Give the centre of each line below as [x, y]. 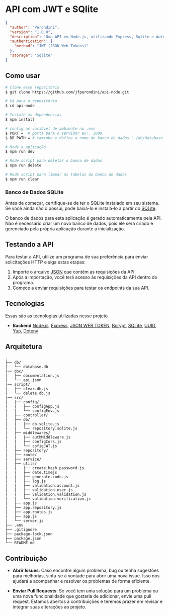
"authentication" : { [31, 41]
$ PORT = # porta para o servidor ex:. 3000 [54, 133]
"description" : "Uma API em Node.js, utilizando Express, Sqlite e [82, 37]
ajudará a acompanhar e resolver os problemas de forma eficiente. [81, 581]
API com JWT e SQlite [52, 9]
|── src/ [14, 398]
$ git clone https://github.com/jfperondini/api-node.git [67, 92]
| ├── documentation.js [32, 376]
